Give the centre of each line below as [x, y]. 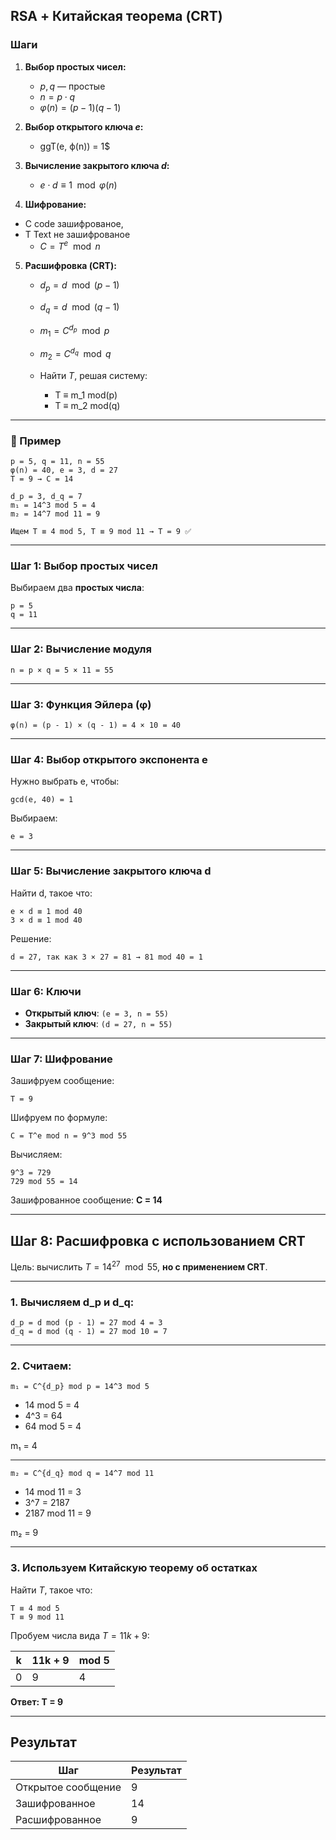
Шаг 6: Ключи [46, 991]
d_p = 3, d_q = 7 [46, 497]
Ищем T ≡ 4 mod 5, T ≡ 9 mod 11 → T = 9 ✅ [101, 532]
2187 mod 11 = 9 [58, 1513]
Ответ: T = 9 [37, 1701]
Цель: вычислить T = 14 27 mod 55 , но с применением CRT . [139, 1266]
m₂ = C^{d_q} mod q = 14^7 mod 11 [82, 1474]
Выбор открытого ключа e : [84, 126]
